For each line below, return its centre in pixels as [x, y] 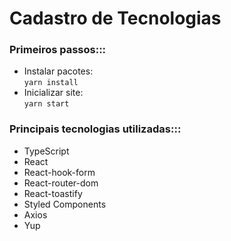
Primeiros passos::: [58, 50]
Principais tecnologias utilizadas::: [95, 129]
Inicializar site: [53, 93]
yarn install [51, 83]
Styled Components [65, 204]
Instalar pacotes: [58, 71]
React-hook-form [59, 172]
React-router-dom [61, 183]
